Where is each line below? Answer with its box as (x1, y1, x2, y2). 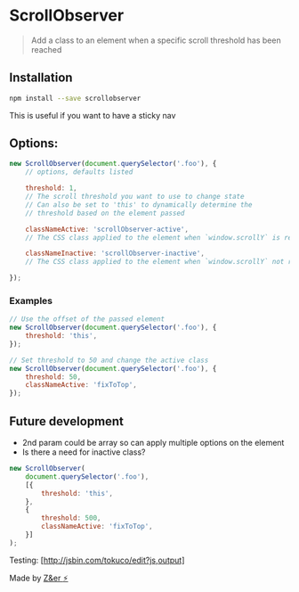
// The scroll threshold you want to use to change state (25, 193, 245, 201)
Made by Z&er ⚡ (9, 572, 69, 583)
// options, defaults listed (25, 168, 133, 177)
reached (30, 44, 62, 54)
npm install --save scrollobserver (9, 94, 141, 103)
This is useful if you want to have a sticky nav (9, 110, 176, 120)
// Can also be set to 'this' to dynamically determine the (25, 200, 253, 210)
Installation (9, 70, 73, 86)
